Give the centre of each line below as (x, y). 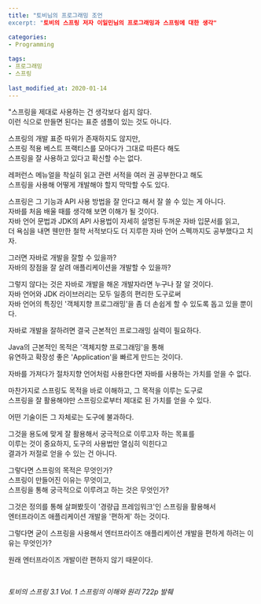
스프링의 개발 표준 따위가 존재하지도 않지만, (74, 138)
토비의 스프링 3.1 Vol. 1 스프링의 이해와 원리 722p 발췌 (91, 591)
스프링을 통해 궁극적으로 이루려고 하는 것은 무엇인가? (89, 490)
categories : (28, 37)
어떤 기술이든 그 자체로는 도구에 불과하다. (71, 417)
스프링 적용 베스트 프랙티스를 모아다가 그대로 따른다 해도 (94, 148)
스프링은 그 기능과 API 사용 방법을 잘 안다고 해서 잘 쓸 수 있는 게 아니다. (117, 201)
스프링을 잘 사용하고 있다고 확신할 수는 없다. (75, 157)
